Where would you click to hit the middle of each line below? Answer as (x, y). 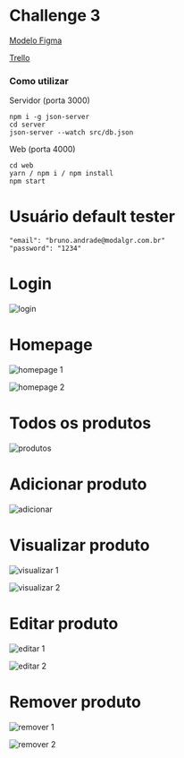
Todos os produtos (80, 423)
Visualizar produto (79, 545)
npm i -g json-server (50, 117)
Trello (20, 57)
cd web (21, 166)
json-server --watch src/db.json (71, 133)
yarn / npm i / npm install (62, 174)
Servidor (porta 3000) (50, 100)
